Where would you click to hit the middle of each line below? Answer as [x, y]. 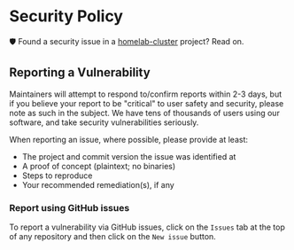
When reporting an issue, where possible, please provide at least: [128, 139]
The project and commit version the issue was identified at [129, 156]
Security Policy [66, 16]
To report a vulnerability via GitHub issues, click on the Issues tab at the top [147, 227]
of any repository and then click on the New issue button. [113, 237]
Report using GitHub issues [70, 207]
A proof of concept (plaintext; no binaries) [99, 166]
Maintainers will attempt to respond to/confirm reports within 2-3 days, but [146, 94]
